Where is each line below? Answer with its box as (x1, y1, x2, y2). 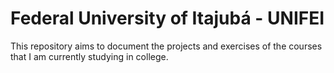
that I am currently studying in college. (10, 50, 169, 62)
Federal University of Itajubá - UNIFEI (10, 7, 325, 30)
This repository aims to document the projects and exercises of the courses (10, 40, 323, 52)
